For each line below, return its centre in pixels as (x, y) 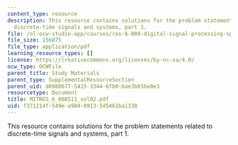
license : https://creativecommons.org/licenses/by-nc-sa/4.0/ (101, 60)
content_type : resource (42, 14)
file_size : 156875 (34, 40)
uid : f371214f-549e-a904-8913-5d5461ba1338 (73, 106)
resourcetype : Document (42, 93)
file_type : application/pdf (49, 47)
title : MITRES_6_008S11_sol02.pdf (58, 100)
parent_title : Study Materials (53, 73)
